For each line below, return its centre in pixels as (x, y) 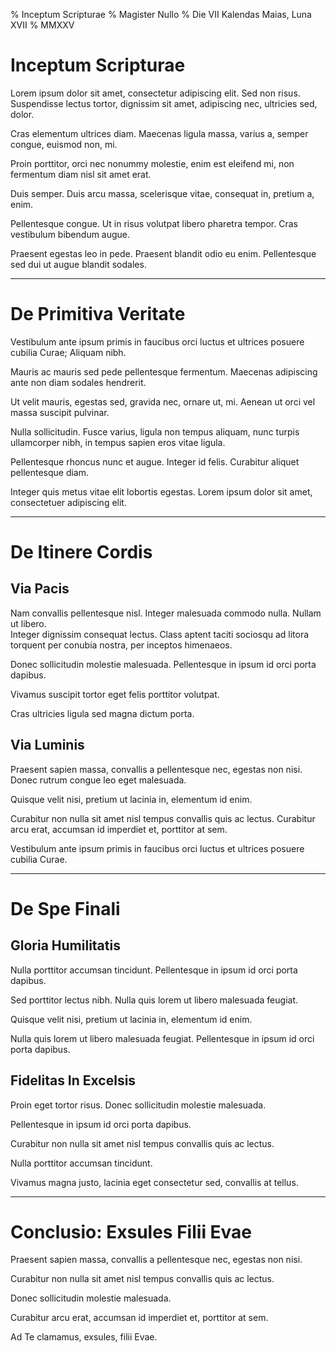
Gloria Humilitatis (65, 945)
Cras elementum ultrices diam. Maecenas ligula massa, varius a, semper (159, 133)
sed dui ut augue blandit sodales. (78, 264)
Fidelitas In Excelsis (73, 1080)
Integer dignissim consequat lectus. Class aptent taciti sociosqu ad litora (160, 634)
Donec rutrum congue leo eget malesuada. (98, 780)
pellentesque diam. (50, 472)
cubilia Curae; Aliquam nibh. (68, 352)
